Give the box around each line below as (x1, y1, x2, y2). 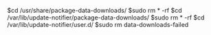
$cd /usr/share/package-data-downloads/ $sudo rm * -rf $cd (7, 7, 182, 14)
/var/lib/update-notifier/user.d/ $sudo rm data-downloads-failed (7, 21, 189, 28)
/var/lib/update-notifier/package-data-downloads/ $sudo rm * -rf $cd (7, 13, 205, 22)
